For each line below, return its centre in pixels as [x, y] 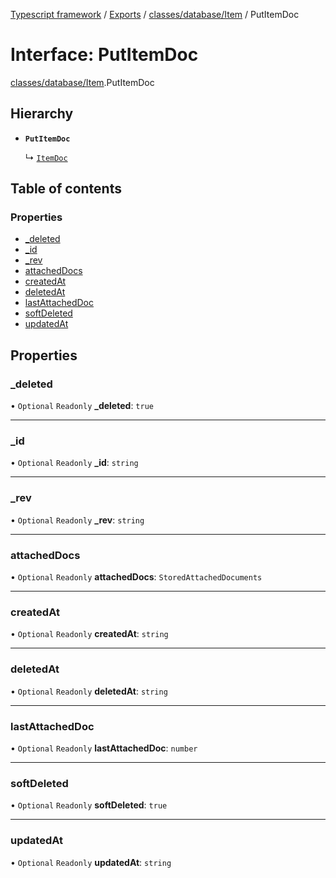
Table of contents [66, 189]
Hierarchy [42, 114]
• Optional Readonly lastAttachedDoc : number [104, 748]
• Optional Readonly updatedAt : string [91, 862]
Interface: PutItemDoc [104, 55]
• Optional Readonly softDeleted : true [89, 805]
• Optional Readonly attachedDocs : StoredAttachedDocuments [136, 577]
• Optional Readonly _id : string [74, 463]
